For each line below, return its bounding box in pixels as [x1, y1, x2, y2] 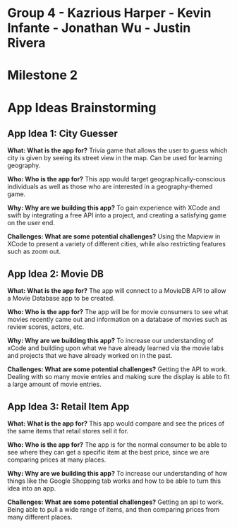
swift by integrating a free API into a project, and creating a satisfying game [7, 211, 227, 220]
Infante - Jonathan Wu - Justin [7, 20, 191, 36]
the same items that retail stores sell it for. [7, 427, 129, 435]
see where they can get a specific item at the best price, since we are [7, 448, 209, 456]
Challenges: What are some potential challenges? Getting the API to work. [7, 365, 227, 373]
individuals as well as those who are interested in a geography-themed [7, 182, 213, 191]
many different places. [7, 513, 73, 521]
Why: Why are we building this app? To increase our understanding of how [7, 469, 228, 477]
